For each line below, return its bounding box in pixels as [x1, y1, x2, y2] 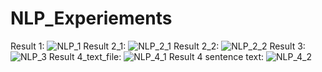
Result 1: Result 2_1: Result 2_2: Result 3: [10, 40, 306, 52]
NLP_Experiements [10, 7, 173, 30]
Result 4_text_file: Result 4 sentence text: [48, 50, 265, 62]
